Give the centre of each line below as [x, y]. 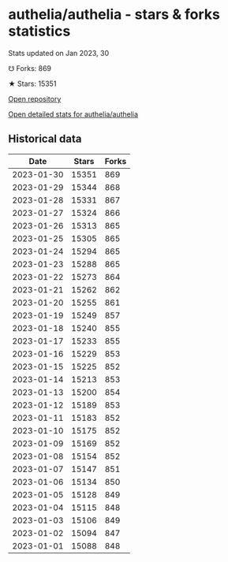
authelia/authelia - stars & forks [114, 15]
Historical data [45, 139]
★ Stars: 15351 [32, 84]
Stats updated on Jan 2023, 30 [59, 53]
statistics [39, 31]
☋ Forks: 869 [30, 68]
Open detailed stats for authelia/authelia [73, 114]
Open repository [35, 99]
